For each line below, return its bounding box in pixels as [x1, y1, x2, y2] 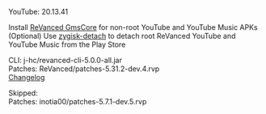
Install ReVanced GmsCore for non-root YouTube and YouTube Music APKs [8, 23, 258, 32]
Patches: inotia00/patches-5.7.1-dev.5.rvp [8, 97, 147, 106]
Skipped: [8, 88, 38, 98]
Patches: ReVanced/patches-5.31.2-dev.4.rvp [8, 64, 160, 74]
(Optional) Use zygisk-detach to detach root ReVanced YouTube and [8, 32, 236, 40]
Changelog [8, 73, 45, 82]
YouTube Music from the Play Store [8, 40, 126, 49]
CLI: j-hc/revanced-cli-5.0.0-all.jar [8, 56, 123, 65]
